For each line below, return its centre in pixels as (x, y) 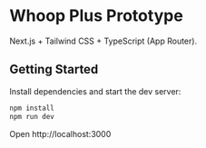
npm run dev (32, 116)
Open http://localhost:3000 (60, 133)
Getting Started (54, 69)
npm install (32, 108)
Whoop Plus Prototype (96, 16)
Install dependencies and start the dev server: (95, 91)
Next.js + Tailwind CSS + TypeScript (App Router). (103, 41)
